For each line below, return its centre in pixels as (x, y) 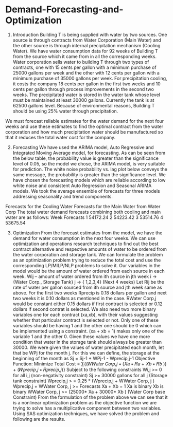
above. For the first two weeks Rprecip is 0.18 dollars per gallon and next (90, 293)
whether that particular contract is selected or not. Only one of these (85, 320)
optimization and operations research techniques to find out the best (85, 244)
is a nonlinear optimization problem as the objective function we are (85, 402)
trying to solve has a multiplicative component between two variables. (87, 408)
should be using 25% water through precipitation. (65, 111)
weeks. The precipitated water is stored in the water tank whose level (86, 95)
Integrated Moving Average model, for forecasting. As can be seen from (89, 153)
